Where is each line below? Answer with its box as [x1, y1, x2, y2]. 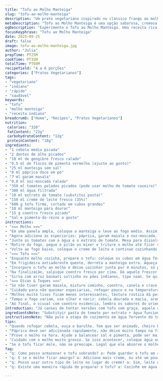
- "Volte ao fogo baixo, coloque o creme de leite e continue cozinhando [5, 247, 158, 252]
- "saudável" [5, 93, 32, 98]
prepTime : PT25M [5, 52, 38, 57]
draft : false [5, 39, 32, 44]
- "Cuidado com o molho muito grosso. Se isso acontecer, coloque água [5, 337, 153, 342]
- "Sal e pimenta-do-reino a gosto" [5, 215, 79, 220]
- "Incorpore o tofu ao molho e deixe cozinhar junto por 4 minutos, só [5, 265, 155, 270]
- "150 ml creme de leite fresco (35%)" [5, 197, 88, 202]
